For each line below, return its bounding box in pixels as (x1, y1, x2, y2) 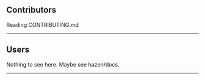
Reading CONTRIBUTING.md (6, 21, 79, 28)
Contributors (6, 5, 57, 15)
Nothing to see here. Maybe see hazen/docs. (6, 60, 120, 68)
